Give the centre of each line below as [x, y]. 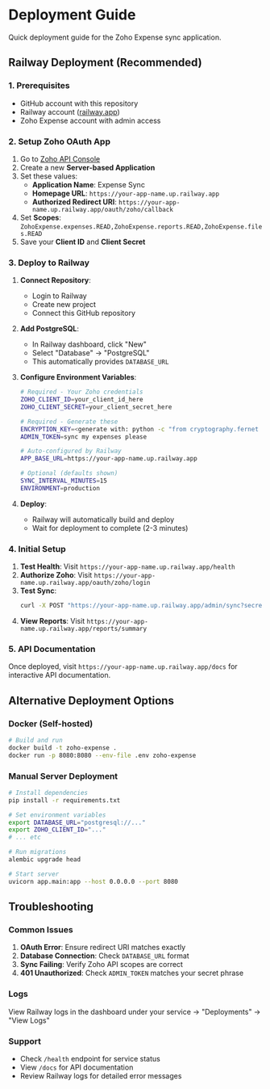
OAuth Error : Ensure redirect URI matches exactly [103, 948]
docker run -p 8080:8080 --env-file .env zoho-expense [102, 755]
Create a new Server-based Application [87, 167]
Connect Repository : [55, 280]
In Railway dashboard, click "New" [89, 344]
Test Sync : [38, 591]
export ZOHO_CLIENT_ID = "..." [57, 830]
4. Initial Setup [37, 549]
